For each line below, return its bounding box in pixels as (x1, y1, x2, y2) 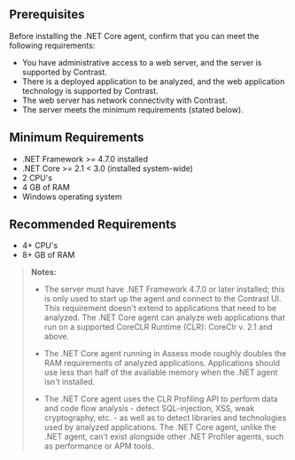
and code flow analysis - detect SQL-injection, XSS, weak (43, 403, 255, 414)
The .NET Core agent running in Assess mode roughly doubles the (43, 348, 287, 359)
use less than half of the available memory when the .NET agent (43, 367, 278, 378)
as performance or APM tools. (43, 441, 154, 451)
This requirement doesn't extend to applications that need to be (43, 303, 277, 314)
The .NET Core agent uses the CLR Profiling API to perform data (43, 394, 278, 404)
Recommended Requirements (9, 217, 177, 232)
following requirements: (9, 40, 96, 51)
